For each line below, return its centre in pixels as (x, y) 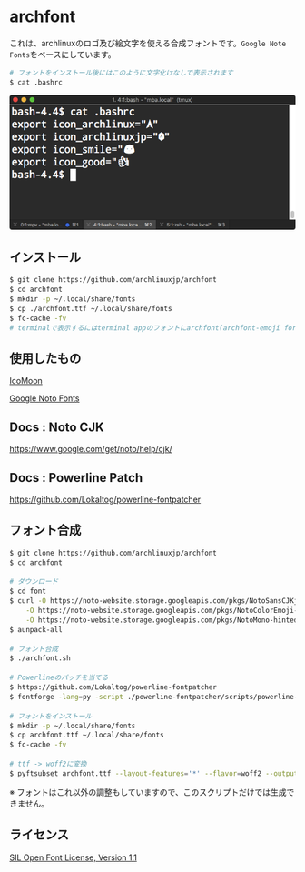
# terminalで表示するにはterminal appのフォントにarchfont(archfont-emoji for (153, 328)
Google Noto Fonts (44, 398)
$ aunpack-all (36, 629)
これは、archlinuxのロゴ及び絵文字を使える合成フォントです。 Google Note (148, 43)
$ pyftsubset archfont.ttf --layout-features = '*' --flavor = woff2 (135, 773)
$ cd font (28, 591)
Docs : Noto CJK (57, 427)
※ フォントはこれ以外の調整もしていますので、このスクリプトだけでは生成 (148, 792)
